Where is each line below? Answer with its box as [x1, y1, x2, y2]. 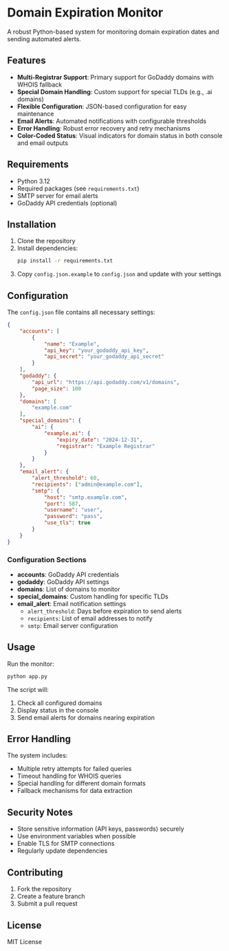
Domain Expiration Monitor [7, 5, 164, 21]
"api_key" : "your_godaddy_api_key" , [43, 347, 149, 354]
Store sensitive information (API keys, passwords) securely [17, 825, 184, 833]
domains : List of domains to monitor [17, 585, 120, 593]
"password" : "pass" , [43, 513, 103, 520]
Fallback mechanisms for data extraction [17, 787, 133, 795]
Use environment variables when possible [17, 832, 136, 840]
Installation [7, 219, 56, 230]
